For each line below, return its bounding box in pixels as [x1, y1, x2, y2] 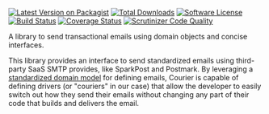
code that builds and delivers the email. [8, 99, 140, 108]
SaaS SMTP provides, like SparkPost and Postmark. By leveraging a [27, 64, 254, 74]
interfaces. [8, 40, 44, 50]
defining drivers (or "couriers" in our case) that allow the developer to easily [8, 81, 262, 91]
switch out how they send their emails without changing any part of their [8, 90, 250, 100]
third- [235, 56, 255, 65]
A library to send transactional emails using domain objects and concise [8, 32, 248, 41]
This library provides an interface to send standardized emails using [8, 56, 234, 65]
